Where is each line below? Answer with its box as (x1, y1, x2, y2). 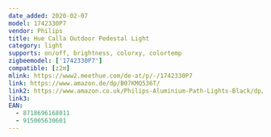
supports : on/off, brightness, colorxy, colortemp (8, 49, 182, 57)
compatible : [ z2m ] (8, 64, 70, 73)
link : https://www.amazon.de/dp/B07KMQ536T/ (8, 79, 161, 87)
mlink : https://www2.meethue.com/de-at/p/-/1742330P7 (8, 72, 194, 80)
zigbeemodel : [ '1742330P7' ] (8, 57, 103, 65)
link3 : (8, 94, 31, 102)
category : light (8, 42, 63, 50)
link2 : (8, 86, 31, 95)
